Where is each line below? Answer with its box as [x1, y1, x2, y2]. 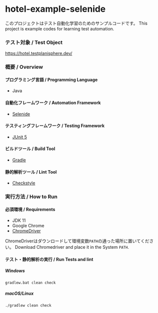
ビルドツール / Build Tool [5, 146, 55, 152]
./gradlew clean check [5, 303, 52, 308]
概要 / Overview [5, 64, 43, 71]
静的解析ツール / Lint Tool [5, 169, 57, 175]
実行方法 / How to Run [5, 193, 58, 200]
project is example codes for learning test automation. [5, 26, 114, 31]
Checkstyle [12, 180, 35, 186]
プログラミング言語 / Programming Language [5, 77, 98, 82]
